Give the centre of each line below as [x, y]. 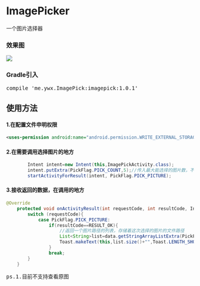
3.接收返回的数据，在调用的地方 [45, 190]
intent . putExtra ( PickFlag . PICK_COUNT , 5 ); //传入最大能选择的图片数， [109, 170]
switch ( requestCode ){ [56, 214]
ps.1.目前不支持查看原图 [38, 276]
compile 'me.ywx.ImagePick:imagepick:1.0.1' [72, 88]
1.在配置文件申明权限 [32, 124]
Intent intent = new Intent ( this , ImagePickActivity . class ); [101, 165]
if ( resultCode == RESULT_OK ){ [83, 225]
